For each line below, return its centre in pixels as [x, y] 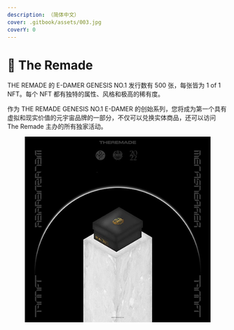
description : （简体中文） [43, 15]
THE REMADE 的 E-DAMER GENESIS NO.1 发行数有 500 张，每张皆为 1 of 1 [114, 85]
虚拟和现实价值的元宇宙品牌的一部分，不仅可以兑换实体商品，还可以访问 [111, 118]
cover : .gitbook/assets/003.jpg [54, 22]
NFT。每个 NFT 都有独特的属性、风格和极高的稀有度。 [86, 94]
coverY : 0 [22, 29]
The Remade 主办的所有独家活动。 [57, 127]
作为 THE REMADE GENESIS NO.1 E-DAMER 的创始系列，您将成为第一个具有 [117, 109]
